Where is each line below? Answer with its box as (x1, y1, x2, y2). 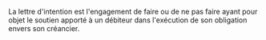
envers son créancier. (8, 24, 80, 33)
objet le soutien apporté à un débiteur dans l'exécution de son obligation (8, 15, 248, 25)
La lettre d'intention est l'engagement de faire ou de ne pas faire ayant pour (8, 7, 258, 16)
